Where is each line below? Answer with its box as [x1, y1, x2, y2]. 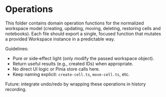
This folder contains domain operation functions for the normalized [5, 20, 144, 26]
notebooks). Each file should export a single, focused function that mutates [5, 30, 161, 36]
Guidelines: [5, 45, 29, 51]
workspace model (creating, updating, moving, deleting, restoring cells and [5, 25, 161, 31]
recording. [5, 86, 27, 92]
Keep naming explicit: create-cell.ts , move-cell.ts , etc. [12, 71, 130, 77]
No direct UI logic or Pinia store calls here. [12, 66, 100, 72]
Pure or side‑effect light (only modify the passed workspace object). [12, 55, 154, 61]
